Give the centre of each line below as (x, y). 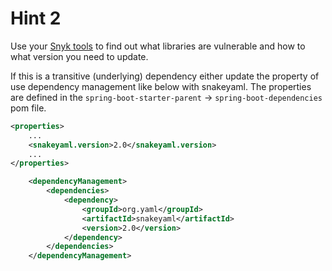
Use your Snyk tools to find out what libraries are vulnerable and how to (158, 46)
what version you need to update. (79, 56)
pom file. (28, 108)
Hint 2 (36, 18)
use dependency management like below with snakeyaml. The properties (161, 86)
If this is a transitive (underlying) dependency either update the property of (165, 76)
